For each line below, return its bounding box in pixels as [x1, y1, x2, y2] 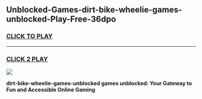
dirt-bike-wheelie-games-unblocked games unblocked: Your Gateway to [6, 79, 192, 86]
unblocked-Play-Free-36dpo [6, 14, 116, 25]
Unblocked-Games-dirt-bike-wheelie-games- [6, 5, 182, 15]
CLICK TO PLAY [6, 32, 53, 41]
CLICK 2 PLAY [6, 55, 48, 63]
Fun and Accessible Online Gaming [6, 86, 96, 93]
